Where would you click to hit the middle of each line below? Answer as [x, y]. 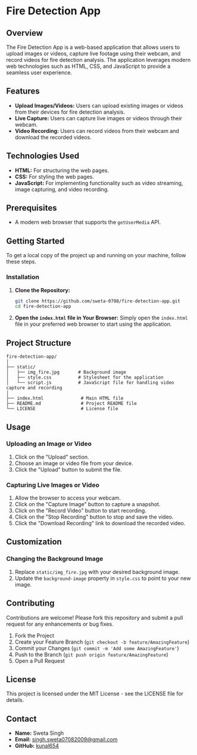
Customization [34, 542]
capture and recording [34, 388]
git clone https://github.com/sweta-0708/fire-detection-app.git [97, 301]
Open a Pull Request [40, 661]
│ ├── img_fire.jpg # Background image [66, 372]
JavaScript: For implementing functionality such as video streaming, [99, 183]
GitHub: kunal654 [37, 746]
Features [23, 91]
